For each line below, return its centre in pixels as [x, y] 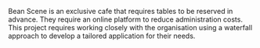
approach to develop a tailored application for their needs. [102, 36]
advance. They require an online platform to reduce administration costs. [125, 19]
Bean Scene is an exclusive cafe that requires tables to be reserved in [121, 11]
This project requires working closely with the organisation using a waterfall [130, 27]
